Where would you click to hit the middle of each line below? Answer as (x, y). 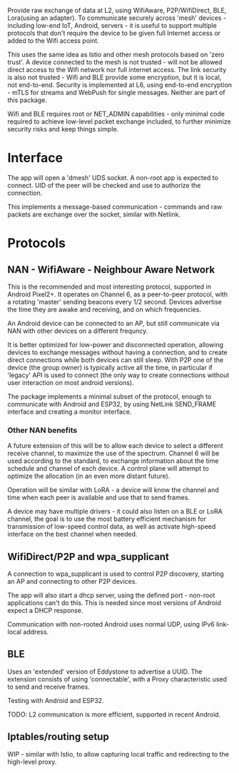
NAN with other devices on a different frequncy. (78, 331)
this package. (27, 100)
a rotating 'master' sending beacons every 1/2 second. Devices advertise (115, 301)
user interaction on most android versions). (71, 382)
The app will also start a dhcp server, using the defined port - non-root (111, 595)
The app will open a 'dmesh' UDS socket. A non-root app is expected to (113, 177)
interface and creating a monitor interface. (70, 412)
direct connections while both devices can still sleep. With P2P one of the (115, 359)
